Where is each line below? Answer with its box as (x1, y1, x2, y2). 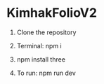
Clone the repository (16, 28, 77, 36)
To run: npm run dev (16, 69, 76, 77)
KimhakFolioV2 (6, 5, 98, 21)
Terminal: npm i (16, 41, 62, 50)
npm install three (16, 55, 66, 64)
